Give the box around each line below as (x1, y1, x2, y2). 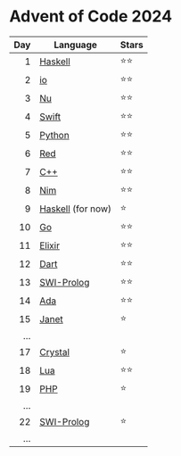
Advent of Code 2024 (9, 6, 172, 27)
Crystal (39, 346, 70, 359)
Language (53, 38, 98, 51)
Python (39, 129, 70, 142)
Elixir (39, 239, 61, 252)
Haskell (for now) (39, 203, 112, 215)
